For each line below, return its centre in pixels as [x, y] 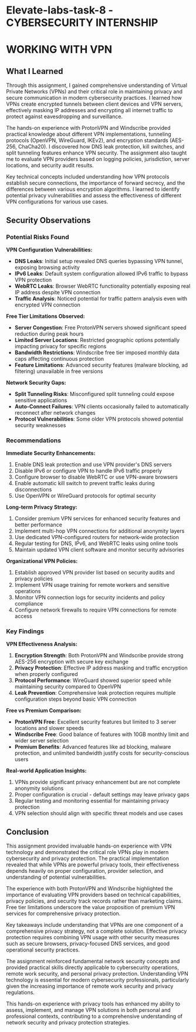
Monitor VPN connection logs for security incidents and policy [90, 597]
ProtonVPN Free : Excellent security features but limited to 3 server [95, 722]
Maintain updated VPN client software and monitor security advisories [99, 550]
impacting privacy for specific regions [60, 346]
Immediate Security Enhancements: [51, 453]
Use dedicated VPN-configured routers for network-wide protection [97, 537]
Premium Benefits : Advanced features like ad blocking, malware [93, 747]
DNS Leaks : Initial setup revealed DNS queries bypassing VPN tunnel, [99, 261]
